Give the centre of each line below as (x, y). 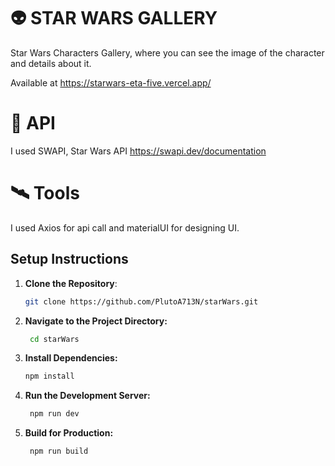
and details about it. (51, 63)
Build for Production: (69, 433)
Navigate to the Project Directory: (96, 321)
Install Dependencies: (71, 358)
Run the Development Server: (87, 396)
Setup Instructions (69, 259)
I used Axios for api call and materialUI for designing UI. (125, 227)
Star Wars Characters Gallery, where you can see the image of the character (167, 52)
